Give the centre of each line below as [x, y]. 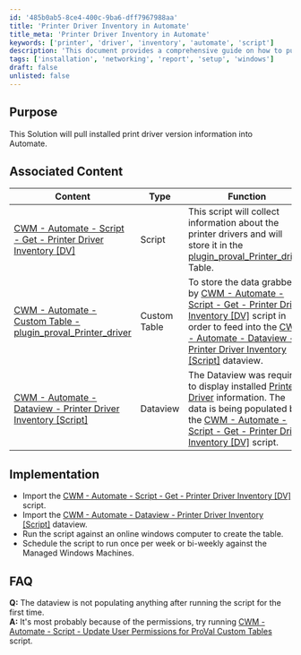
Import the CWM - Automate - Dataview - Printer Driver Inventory [143, 515]
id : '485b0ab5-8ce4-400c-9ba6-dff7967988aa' [94, 17]
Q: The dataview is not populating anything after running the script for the [146, 603]
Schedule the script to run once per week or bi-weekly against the [144, 544]
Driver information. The [236, 398]
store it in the [215, 246]
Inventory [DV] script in [237, 316]
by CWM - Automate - [236, 294]
